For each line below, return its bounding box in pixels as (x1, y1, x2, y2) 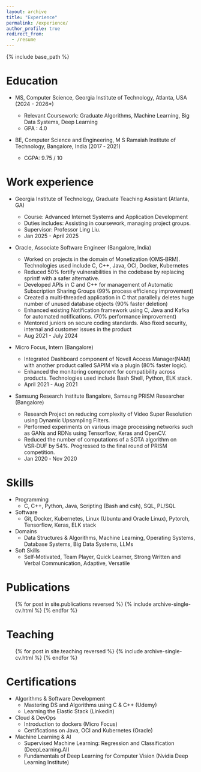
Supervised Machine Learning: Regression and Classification (23, 739, 175, 747)
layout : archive (6, 8, 47, 15)
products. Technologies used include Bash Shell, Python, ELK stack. (23, 374, 193, 382)
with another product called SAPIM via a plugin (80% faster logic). (23, 361, 188, 369)
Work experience (6, 175, 94, 189)
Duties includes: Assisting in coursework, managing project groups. (23, 220, 191, 227)
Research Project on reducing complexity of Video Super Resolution (23, 410, 192, 417)
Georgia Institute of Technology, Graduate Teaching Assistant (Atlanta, (14, 195, 190, 202)
